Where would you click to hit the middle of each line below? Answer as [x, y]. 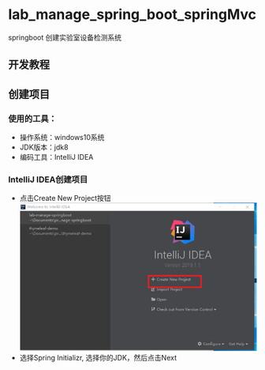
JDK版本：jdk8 [44, 147]
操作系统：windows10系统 [62, 138]
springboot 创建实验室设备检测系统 [65, 37]
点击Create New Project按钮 [65, 198]
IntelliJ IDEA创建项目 [48, 179]
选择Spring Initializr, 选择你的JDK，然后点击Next [98, 358]
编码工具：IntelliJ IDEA [56, 157]
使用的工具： [33, 119]
